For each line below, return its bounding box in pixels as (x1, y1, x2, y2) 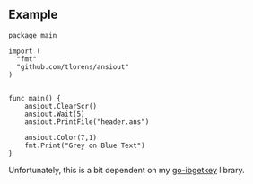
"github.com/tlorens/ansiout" (16, 62, 129, 71)
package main (8, 31, 57, 39)
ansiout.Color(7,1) (24, 133, 98, 142)
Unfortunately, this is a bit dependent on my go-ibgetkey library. (8, 164, 245, 175)
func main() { (8, 93, 62, 102)
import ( (8, 47, 41, 56)
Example (8, 7, 58, 22)
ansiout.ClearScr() (24, 101, 98, 110)
